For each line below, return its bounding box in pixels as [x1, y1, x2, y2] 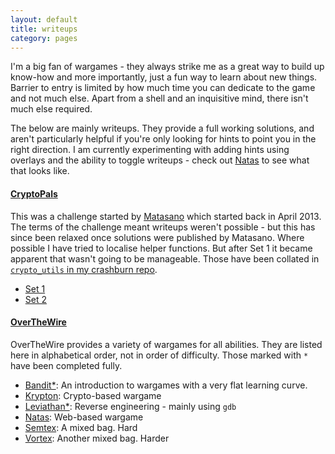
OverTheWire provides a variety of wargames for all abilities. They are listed [10, 338, 323, 350]
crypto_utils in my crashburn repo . [10, 263, 158, 275]
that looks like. [10, 165, 70, 177]
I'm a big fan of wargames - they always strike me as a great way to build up [10, 61, 325, 73]
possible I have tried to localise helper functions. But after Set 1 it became [10, 242, 313, 254]
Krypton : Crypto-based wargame [24, 389, 162, 401]
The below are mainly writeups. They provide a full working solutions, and [10, 122, 315, 135]
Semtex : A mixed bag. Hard [24, 421, 138, 433]
